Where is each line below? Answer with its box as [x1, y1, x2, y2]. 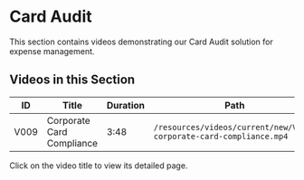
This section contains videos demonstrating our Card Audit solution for [9, 36, 273, 47]
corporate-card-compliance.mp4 [153, 131, 289, 141]
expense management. [9, 45, 95, 56]
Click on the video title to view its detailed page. [9, 160, 188, 171]
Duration [106, 99, 145, 111]
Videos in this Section [9, 72, 136, 88]
